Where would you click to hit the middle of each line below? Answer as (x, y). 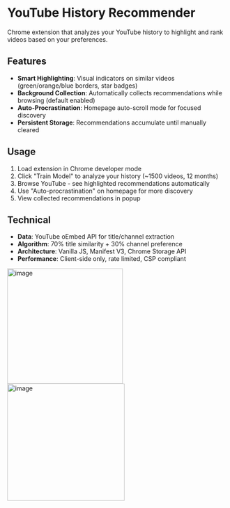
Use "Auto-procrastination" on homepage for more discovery (105, 191)
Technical (29, 220)
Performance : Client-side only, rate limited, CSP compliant (101, 259)
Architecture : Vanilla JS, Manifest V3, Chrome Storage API (102, 251)
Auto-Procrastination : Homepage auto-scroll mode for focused (109, 108)
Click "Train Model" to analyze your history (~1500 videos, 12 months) (118, 176)
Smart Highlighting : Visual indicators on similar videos (96, 78)
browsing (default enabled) (56, 100)
